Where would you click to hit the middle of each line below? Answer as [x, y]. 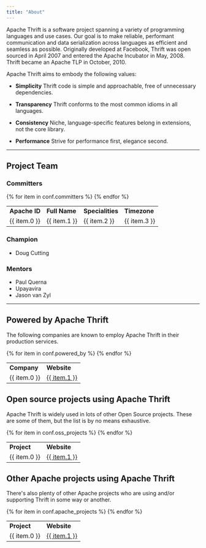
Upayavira [28, 288]
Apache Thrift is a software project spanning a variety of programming [96, 29]
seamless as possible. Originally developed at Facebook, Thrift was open [99, 49]
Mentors [19, 268]
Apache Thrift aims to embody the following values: [71, 74]
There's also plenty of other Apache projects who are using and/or [90, 493]
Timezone [139, 211]
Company [24, 367]
